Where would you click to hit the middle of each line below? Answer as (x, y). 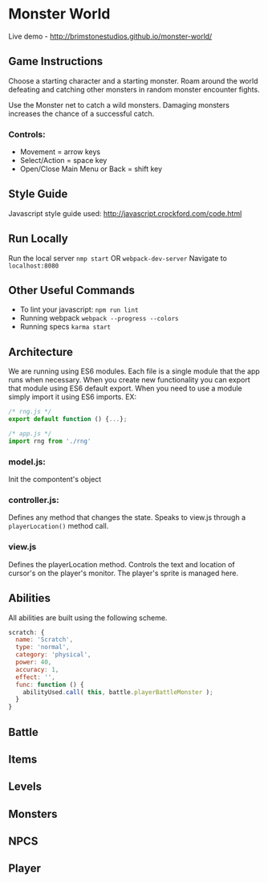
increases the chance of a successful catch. (81, 113)
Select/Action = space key (63, 161)
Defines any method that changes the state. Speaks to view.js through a (127, 517)
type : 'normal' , (43, 648)
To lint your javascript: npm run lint (79, 309)
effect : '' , (36, 677)
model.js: (27, 461)
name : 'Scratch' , (45, 640)
